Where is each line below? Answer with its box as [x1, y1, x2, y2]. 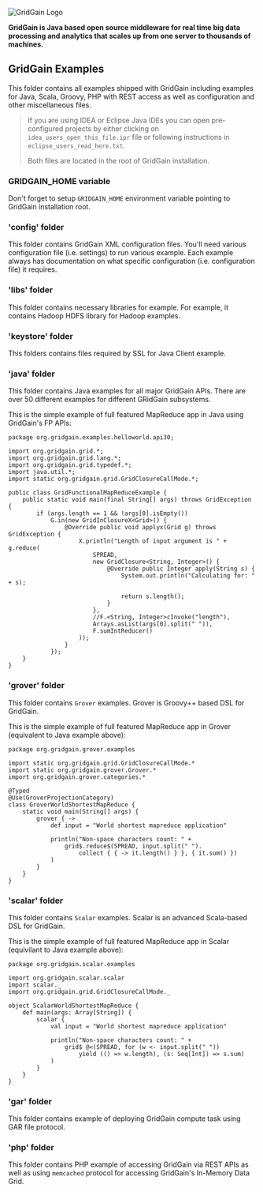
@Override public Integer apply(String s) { [106, 565, 256, 573]
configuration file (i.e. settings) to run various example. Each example [8, 248, 234, 258]
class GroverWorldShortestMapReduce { [8, 800, 135, 809]
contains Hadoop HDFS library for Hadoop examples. [8, 310, 181, 320]
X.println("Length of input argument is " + [78, 537, 227, 545]
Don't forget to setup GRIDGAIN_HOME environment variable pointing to [8, 194, 231, 203]
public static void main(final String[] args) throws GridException [22, 496, 252, 504]
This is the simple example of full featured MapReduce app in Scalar [8, 936, 230, 946]
